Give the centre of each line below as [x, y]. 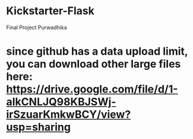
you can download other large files [94, 64]
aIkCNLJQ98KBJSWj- [61, 102]
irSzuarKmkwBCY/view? [69, 115]
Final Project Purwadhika [37, 27]
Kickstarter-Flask [50, 11]
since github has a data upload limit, [97, 51]
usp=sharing [39, 127]
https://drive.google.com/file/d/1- [92, 89]
